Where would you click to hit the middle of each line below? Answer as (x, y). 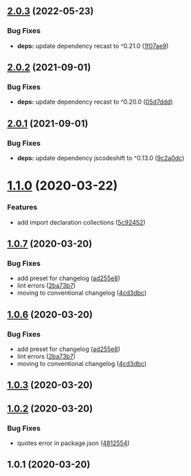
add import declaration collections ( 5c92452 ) (81, 222)
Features (22, 207)
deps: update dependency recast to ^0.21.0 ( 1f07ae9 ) (93, 46)
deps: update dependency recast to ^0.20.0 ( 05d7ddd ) (95, 102)
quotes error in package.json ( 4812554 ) (73, 443)
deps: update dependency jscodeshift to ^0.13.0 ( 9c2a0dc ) (101, 158)
